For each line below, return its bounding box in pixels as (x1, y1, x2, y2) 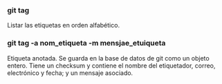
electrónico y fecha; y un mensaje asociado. (7, 68, 133, 77)
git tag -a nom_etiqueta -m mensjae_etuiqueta (7, 39, 166, 48)
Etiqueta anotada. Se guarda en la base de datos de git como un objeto (7, 54, 210, 62)
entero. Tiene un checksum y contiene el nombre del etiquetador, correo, (7, 61, 216, 70)
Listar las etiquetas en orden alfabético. (7, 21, 120, 30)
